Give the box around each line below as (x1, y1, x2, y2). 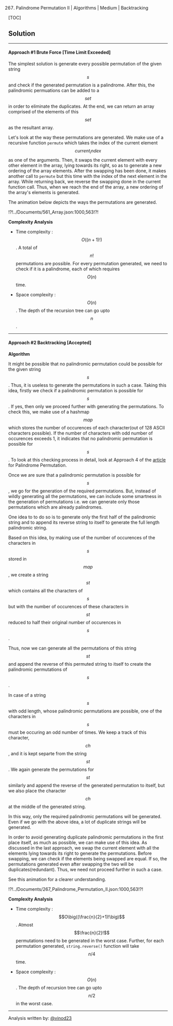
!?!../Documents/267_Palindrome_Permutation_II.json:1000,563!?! (8, 886, 144, 892)
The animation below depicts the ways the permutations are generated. (8, 199, 157, 205)
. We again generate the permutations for (8, 766, 94, 772)
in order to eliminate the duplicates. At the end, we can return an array (8, 103, 155, 109)
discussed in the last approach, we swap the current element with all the (8, 845, 159, 851)
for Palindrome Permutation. (8, 462, 67, 469)
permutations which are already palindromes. (8, 504, 103, 510)
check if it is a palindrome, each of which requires (15, 266, 120, 272)
